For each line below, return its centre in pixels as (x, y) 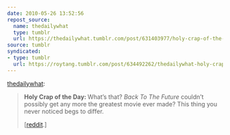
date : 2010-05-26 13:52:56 (46, 13)
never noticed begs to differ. (64, 111)
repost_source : (29, 20)
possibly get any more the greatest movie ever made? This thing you (120, 104)
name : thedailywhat (41, 26)
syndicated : (24, 52)
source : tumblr (29, 45)
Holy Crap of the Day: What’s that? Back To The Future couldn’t (114, 97)
